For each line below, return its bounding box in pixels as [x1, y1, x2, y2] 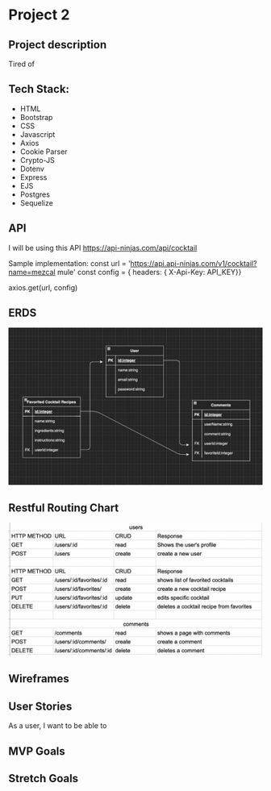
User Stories [8, 699, 73, 713]
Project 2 [8, 6, 70, 24]
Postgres [19, 189, 51, 199]
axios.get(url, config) [8, 282, 78, 292]
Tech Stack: [8, 82, 70, 96]
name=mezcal [8, 267, 56, 277]
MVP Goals [8, 744, 66, 758]
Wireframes [8, 672, 70, 686]
